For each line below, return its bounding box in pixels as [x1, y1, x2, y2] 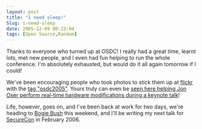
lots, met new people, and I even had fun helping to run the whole [6, 54, 170, 61]
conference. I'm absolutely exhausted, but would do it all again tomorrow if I [6, 61, 196, 68]
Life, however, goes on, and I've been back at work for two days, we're [6, 103, 184, 110]
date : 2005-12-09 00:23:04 [6, 25, 75, 32]
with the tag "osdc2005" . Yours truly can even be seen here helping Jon [6, 85, 187, 92]
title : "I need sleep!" [6, 14, 67, 20]
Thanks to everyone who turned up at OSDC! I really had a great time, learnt [6, 48, 196, 55]
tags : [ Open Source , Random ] [6, 31, 78, 37]
